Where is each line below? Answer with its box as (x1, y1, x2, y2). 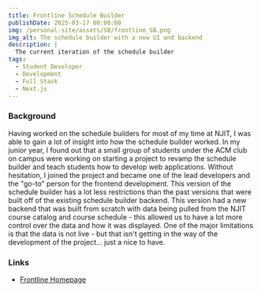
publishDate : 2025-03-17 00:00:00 (8, 19, 122, 27)
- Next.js (15, 84, 47, 93)
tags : (8, 56, 26, 64)
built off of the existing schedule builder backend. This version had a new (8, 195, 247, 205)
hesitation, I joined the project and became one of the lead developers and (8, 170, 251, 179)
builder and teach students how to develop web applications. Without (8, 162, 234, 172)
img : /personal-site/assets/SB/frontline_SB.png (8, 26, 171, 34)
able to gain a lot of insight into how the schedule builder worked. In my (8, 137, 240, 146)
